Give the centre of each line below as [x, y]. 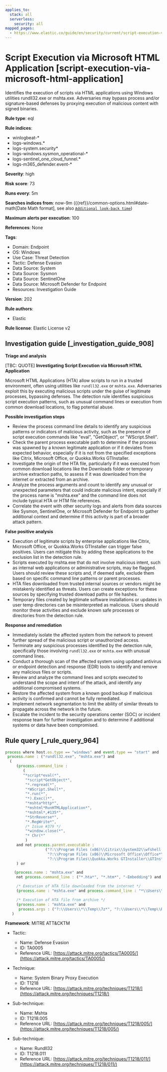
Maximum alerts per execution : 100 [42, 218]
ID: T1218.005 [34, 1019]
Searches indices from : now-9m [39, 203]
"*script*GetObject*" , [48, 780]
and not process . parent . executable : [55, 845]
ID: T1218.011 [33, 1054]
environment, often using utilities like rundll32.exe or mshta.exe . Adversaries [83, 385]
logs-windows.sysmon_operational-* [50, 153]
